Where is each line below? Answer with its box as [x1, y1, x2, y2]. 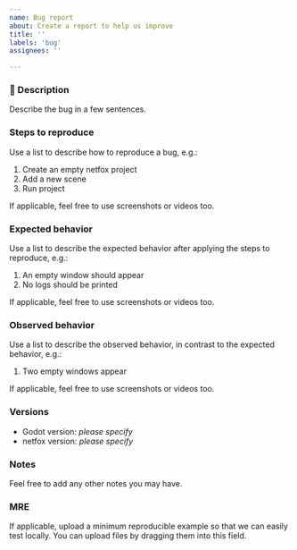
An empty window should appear [21, 270, 144, 281]
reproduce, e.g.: [9, 252, 69, 264]
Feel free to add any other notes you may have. [9, 478, 183, 488]
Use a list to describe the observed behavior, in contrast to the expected [9, 339, 275, 350]
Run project [21, 182, 65, 193]
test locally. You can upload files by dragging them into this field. [9, 530, 247, 541]
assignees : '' [9, 47, 62, 55]
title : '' [9, 30, 46, 38]
